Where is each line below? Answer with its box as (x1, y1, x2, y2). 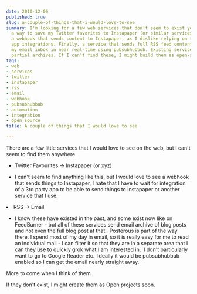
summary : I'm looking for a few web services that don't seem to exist (6, 25, 185, 31)
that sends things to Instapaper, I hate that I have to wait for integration (14, 180, 186, 187)
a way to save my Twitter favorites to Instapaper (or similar (11, 31, 169, 36)
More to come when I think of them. (6, 270, 93, 276)
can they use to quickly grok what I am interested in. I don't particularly (14, 246, 188, 253)
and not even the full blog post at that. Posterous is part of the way (14, 227, 178, 234)
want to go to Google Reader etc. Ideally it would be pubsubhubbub (14, 252, 180, 259)
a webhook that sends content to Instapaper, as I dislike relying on (11, 36, 188, 42)
